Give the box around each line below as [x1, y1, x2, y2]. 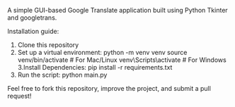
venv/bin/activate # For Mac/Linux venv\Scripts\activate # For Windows [17, 56, 227, 64]
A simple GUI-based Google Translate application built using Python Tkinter [7, 6, 228, 14]
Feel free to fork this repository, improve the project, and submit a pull [7, 84, 211, 92]
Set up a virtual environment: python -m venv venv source [17, 49, 188, 56]
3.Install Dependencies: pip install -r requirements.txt [17, 63, 173, 71]
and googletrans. [7, 13, 57, 22]
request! [7, 92, 32, 100]
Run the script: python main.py [17, 70, 108, 79]
